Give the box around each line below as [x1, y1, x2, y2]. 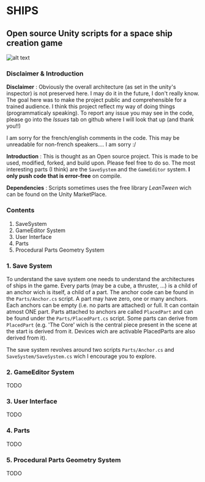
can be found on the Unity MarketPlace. [6, 191, 107, 198]
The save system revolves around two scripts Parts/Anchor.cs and [6, 346, 174, 353]
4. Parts [6, 426, 31, 435]
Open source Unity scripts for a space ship [6, 28, 173, 39]
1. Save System [6, 262, 53, 270]
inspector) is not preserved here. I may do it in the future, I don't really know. [6, 90, 199, 97]
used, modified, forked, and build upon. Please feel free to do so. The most [6, 159, 196, 166]
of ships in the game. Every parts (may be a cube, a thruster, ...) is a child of [6, 282, 198, 289]
